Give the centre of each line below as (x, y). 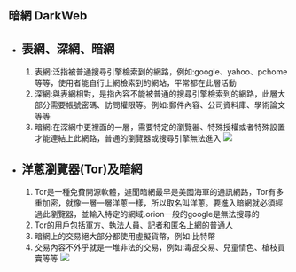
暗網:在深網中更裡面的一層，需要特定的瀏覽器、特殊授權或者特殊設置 (160, 128)
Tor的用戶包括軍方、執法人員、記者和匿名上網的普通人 (134, 225)
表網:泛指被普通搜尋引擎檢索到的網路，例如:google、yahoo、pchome (161, 72)
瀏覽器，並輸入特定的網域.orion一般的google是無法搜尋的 (155, 214)
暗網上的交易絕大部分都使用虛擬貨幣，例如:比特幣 (125, 237)
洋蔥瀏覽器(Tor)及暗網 (82, 169)
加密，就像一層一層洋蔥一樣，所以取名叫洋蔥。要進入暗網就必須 (159, 203)
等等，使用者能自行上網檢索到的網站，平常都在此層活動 (135, 83)
